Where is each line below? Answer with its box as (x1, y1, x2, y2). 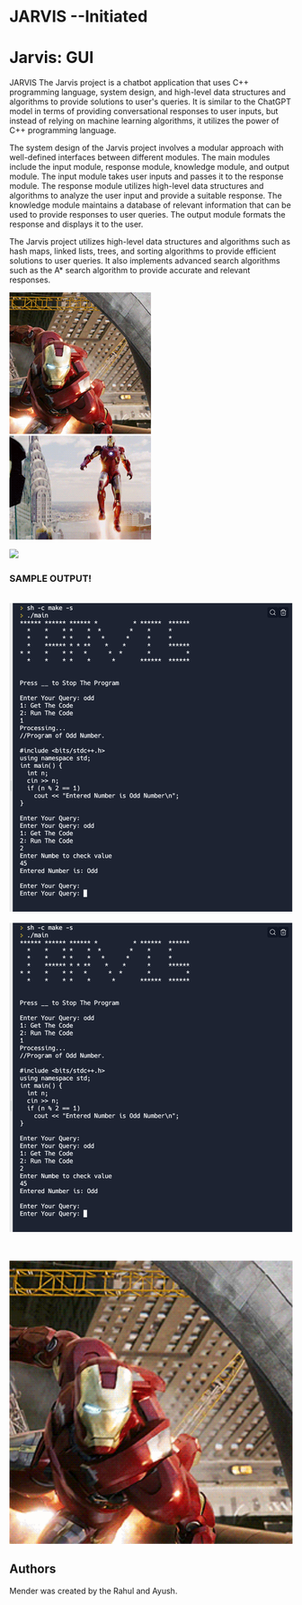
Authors (9, 1562, 57, 1577)
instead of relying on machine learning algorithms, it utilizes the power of (9, 115, 280, 127)
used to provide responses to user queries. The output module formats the (9, 210, 286, 220)
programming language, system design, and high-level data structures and (9, 87, 286, 98)
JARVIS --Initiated (9, 6, 148, 27)
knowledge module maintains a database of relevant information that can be (9, 200, 292, 210)
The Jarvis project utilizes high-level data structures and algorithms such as (9, 236, 290, 247)
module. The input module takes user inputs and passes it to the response (9, 171, 284, 182)
